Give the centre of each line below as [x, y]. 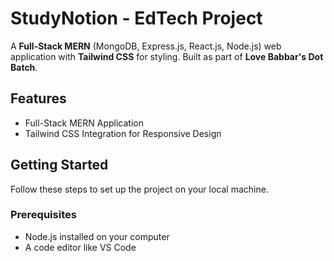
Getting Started [59, 165]
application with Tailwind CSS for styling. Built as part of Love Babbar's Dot [167, 56]
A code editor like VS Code [80, 247]
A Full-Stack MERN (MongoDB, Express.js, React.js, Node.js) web [146, 46]
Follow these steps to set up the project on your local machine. [139, 189]
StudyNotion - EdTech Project [136, 18]
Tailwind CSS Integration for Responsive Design [123, 133]
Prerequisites [43, 215]
